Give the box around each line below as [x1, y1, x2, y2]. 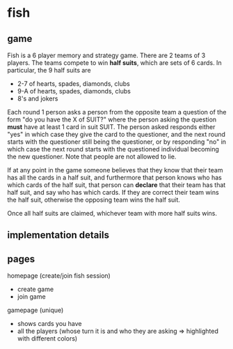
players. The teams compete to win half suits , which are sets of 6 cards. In [7, 59, 222, 67]
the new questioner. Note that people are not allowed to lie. [7, 152, 177, 161]
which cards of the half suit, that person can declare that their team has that [7, 181, 226, 189]
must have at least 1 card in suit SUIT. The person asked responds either [7, 123, 216, 131]
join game [17, 292, 47, 301]
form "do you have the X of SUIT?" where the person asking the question [7, 115, 217, 124]
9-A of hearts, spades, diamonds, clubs [17, 87, 131, 95]
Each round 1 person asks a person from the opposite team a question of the [7, 108, 227, 116]
